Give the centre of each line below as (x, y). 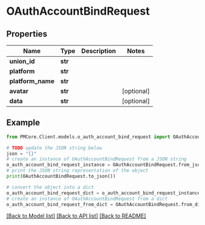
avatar (19, 91)
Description (99, 51)
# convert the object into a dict (50, 187)
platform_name (32, 81)
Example (23, 123)
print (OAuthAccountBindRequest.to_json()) (61, 176)
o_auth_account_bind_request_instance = (59, 165)
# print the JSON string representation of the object (77, 171)
